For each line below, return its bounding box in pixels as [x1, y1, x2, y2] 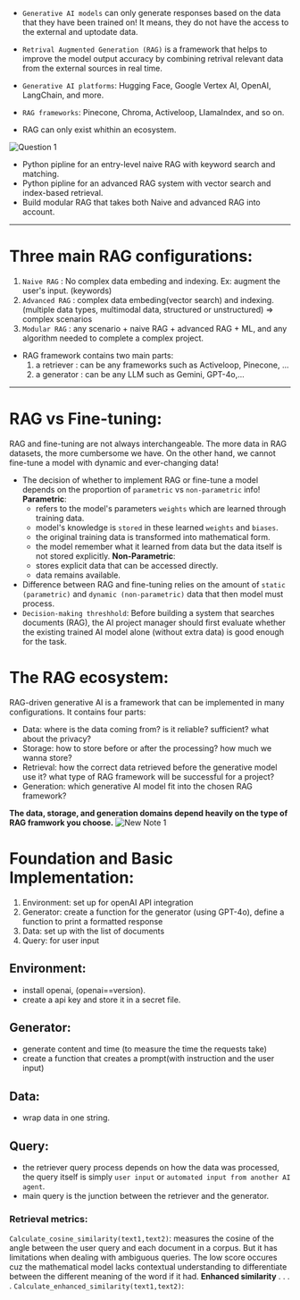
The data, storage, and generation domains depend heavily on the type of [9, 807, 288, 818]
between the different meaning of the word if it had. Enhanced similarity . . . [9, 1271, 290, 1282]
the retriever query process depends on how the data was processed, [21, 1162, 279, 1172]
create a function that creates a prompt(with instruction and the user [21, 1053, 275, 1064]
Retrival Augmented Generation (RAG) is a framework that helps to [21, 44, 268, 55]
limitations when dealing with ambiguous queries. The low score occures [9, 1252, 278, 1263]
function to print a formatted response [21, 916, 163, 926]
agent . [21, 1181, 46, 1192]
